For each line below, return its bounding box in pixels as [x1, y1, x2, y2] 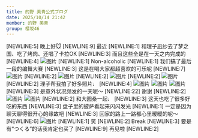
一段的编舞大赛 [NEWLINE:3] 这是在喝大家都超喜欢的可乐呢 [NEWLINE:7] [6, 65, 186, 73]
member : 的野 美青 [6, 20, 49, 26]
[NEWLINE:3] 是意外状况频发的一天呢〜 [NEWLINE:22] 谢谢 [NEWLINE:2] [6, 88, 186, 95]
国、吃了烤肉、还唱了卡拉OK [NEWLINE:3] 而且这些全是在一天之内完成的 [6, 50, 186, 58]
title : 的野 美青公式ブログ [6, 8, 68, 15]
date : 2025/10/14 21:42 [6, 14, 66, 20]
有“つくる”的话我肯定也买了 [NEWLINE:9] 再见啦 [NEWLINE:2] [6, 125, 159, 133]
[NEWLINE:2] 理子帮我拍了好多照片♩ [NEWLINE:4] [6, 80, 132, 88]
